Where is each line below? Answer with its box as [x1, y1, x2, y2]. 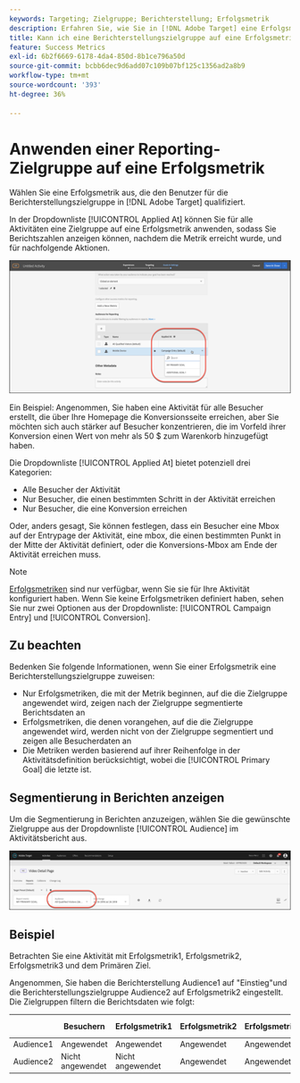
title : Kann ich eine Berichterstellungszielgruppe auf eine [9, 33, 242, 42]
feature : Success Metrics [9, 43, 105, 52]
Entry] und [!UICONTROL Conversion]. [9, 612, 151, 623]
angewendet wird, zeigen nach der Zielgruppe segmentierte [21, 698, 244, 709]
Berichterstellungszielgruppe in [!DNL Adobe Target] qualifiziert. [9, 197, 246, 207]
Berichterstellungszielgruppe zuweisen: [9, 671, 155, 682]
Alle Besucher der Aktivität [21, 483, 121, 495]
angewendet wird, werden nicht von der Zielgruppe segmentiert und [21, 726, 274, 737]
